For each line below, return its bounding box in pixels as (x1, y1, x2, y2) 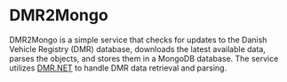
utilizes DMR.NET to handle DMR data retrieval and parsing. (9, 63, 227, 73)
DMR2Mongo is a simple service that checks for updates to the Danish (9, 34, 267, 45)
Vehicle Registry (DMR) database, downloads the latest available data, (9, 43, 267, 54)
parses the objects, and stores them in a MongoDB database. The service (9, 53, 279, 63)
